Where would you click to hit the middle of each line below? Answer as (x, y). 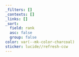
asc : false (21, 33)
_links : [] (16, 19)
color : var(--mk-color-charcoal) (40, 42)
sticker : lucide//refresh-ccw (37, 47)
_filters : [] (19, 10)
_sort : (12, 24)
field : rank (22, 28)
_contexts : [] (20, 14)
